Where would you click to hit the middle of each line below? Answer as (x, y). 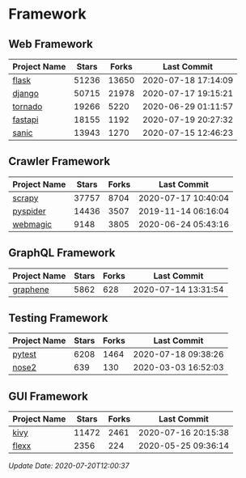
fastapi (25, 120)
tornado (28, 106)
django (25, 93)
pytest (24, 354)
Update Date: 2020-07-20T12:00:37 (69, 466)
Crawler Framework (59, 161)
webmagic (32, 224)
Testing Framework (58, 318)
